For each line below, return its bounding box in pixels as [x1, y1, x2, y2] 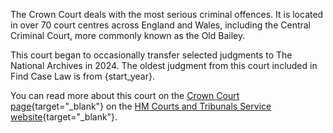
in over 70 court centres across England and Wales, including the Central [10, 19, 311, 31]
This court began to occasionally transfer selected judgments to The [10, 49, 293, 61]
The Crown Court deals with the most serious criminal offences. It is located [10, 9, 324, 20]
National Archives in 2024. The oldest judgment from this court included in [10, 60, 318, 71]
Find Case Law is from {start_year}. [10, 70, 155, 82]
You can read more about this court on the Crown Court [10, 90, 240, 101]
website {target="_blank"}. [10, 111, 118, 123]
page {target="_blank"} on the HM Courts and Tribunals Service [10, 100, 272, 112]
